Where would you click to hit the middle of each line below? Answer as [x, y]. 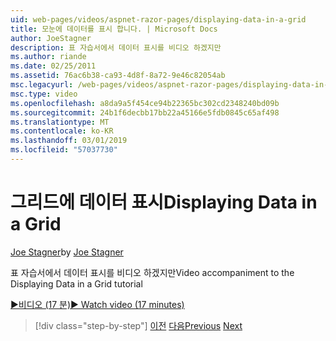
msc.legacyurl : [42, 85]
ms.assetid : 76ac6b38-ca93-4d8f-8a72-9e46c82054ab [118, 76]
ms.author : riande [48, 57]
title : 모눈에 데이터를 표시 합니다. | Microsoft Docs [114, 29]
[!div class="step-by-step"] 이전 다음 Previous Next [138, 325]
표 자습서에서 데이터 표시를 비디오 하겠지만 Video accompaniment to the [152, 272]
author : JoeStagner [51, 38]
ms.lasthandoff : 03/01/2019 [69, 141]
